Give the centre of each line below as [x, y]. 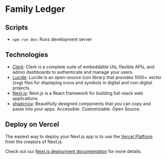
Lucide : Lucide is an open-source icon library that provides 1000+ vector [87, 77]
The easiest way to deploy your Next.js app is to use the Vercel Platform [79, 136]
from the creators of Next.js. [34, 142]
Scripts [17, 27]
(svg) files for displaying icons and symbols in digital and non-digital [82, 82]
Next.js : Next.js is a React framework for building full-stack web [78, 93]
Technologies [27, 55]
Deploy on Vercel [32, 125]
